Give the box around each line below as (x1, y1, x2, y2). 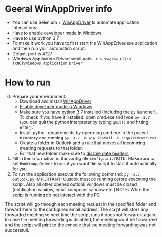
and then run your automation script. (12, 45, 86, 51)
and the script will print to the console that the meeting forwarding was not (5, 222, 156, 228)
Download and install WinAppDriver (19, 99, 92, 104)
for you (12, 166, 27, 172)
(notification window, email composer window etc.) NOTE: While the (12, 186, 150, 192)
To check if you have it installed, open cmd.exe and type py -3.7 (19, 114, 150, 120)
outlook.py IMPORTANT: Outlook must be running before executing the (12, 176, 156, 182)
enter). (19, 124, 33, 130)
